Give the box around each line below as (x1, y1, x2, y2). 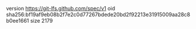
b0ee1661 (6, 17, 29, 24)
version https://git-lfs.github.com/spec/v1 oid (6, 5, 116, 12)
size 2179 (30, 17, 53, 24)
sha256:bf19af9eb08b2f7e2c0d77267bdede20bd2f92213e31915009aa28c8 (6, 11, 191, 18)
